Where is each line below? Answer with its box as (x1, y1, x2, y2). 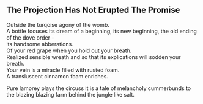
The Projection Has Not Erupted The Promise (6, 5, 180, 15)
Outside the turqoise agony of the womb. (6, 21, 110, 28)
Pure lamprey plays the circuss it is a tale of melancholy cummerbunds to (6, 85, 191, 92)
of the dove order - (6, 33, 54, 41)
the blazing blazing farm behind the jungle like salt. (6, 91, 135, 98)
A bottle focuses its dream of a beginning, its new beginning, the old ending (6, 27, 197, 35)
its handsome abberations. (6, 40, 73, 47)
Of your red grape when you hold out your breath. (6, 47, 132, 54)
